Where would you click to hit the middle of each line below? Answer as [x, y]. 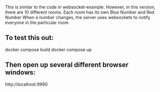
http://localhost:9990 [26, 84]
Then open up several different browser [67, 65]
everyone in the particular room [37, 22]
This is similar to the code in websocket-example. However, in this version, [80, 7]
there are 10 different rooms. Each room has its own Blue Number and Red [80, 12]
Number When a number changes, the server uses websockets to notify [78, 17]
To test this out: [29, 38]
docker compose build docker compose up [48, 49]
